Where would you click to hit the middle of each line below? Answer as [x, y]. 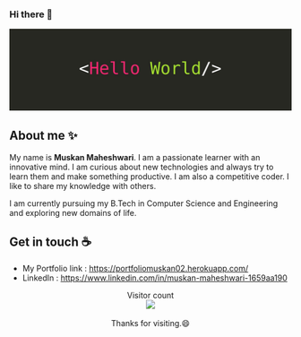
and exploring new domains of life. [73, 212]
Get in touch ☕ [51, 242]
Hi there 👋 [31, 14]
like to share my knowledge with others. [83, 186]
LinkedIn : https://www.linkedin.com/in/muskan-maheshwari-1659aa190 [155, 278]
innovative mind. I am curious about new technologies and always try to [142, 167]
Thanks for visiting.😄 [150, 323]
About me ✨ [43, 136]
